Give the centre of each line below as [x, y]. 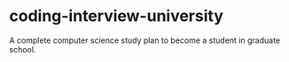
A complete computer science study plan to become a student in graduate [145, 40]
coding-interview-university [117, 16]
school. [23, 49]
